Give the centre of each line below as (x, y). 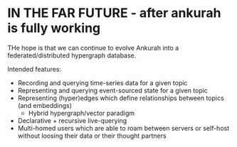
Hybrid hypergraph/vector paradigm (81, 113)
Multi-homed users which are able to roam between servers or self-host (123, 128)
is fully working (54, 28)
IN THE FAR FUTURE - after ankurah (114, 13)
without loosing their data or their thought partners (92, 136)
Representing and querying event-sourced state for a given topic (113, 90)
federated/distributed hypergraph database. (72, 55)
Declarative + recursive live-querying (72, 120)
